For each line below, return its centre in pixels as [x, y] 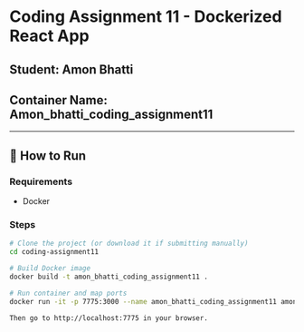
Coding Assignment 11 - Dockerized [146, 17]
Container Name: [59, 100]
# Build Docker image [50, 269]
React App [49, 36]
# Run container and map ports [68, 293]
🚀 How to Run [48, 156]
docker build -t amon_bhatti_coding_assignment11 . [109, 277]
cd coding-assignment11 [54, 252]
